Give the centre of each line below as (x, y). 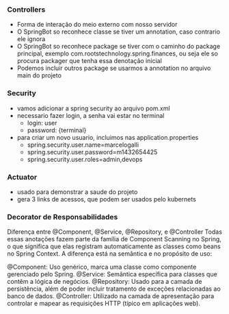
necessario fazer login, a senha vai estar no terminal (91, 115)
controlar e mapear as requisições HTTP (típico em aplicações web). (104, 304)
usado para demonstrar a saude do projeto (77, 192)
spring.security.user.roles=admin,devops (85, 159)
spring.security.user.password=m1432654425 (92, 152)
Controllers (26, 10)
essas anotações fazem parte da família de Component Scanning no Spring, (114, 239)
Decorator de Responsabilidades (63, 217)
